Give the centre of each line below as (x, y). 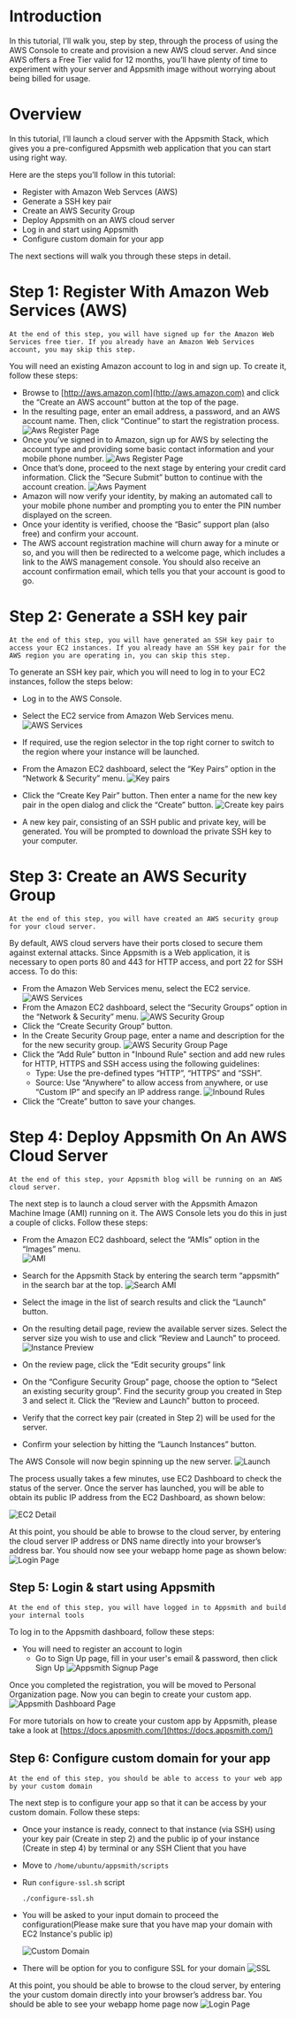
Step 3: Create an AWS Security (128, 876)
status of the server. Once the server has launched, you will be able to (137, 1488)
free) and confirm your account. (80, 534)
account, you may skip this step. (73, 350)
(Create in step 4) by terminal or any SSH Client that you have (134, 1848)
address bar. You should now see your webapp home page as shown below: (148, 1550)
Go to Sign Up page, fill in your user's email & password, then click (156, 1659)
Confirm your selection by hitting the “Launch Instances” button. (139, 1444)
